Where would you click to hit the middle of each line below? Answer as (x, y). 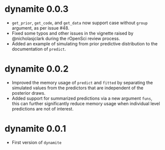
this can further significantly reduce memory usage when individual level (86, 103)
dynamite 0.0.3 (37, 9)
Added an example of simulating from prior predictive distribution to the (85, 43)
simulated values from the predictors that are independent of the (78, 88)
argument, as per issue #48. (41, 28)
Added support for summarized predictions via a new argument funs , (82, 98)
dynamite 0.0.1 (35, 129)
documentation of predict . (39, 49)
